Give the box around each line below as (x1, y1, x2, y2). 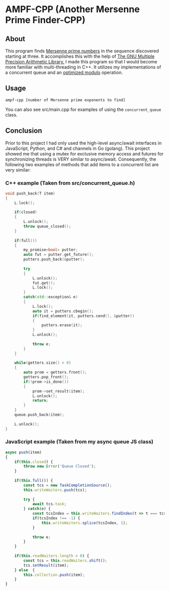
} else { (14, 567, 35, 573)
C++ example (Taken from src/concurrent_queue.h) (5, 179, 135, 186)
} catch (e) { (23, 506, 51, 511)
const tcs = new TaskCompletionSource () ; (23, 483, 112, 488)
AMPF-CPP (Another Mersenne (5, 4, 140, 15)
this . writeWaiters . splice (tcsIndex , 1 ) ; (41, 520, 128, 525)
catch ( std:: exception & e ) (23, 295, 78, 300)
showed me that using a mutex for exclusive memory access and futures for (5, 150, 164, 156)
